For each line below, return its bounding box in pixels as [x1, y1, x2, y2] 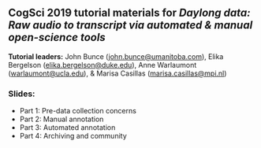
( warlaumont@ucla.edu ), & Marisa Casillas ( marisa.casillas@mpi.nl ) [8, 68, 227, 78]
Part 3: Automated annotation [19, 123, 116, 132]
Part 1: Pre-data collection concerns [19, 106, 136, 116]
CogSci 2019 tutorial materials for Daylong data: [8, 6, 251, 20]
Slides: [8, 88, 35, 99]
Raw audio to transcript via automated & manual [8, 19, 253, 32]
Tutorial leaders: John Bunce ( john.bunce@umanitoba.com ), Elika [8, 51, 224, 61]
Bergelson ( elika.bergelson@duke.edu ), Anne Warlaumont [8, 60, 197, 69]
